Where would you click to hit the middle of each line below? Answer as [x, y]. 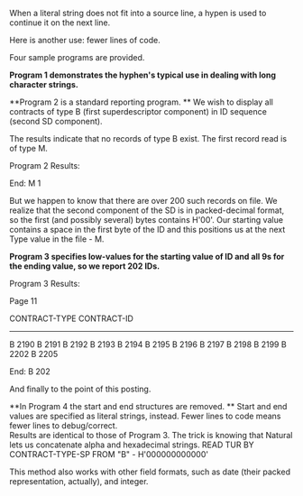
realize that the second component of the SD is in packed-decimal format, [147, 210]
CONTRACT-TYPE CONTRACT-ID [71, 318]
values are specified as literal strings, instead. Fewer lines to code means [145, 416]
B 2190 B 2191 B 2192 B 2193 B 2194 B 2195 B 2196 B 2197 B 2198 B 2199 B [148, 344]
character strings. [44, 84]
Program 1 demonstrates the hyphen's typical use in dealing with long [143, 75]
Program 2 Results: [45, 165]
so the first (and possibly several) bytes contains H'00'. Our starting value [147, 220]
